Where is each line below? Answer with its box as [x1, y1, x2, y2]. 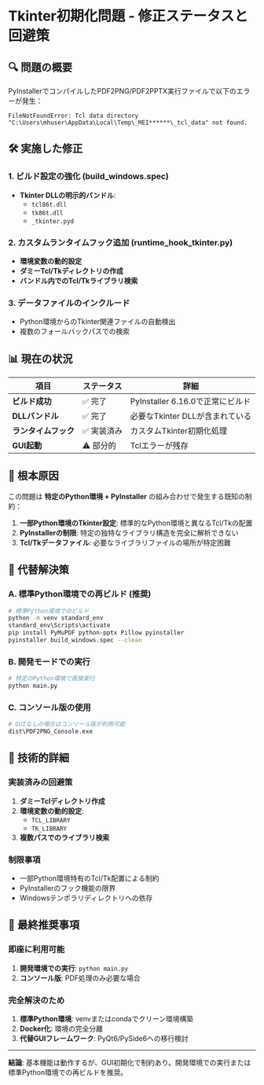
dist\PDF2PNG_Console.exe [8, 728, 93, 736]
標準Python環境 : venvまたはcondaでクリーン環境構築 [19, 1014, 194, 1024]
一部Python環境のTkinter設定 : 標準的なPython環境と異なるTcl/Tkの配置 [19, 518, 253, 528]
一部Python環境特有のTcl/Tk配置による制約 [19, 874, 159, 883]
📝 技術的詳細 [8, 752, 69, 765]
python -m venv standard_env [8, 614, 104, 622]
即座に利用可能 [8, 944, 65, 955]
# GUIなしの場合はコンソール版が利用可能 [8, 720, 126, 728]
